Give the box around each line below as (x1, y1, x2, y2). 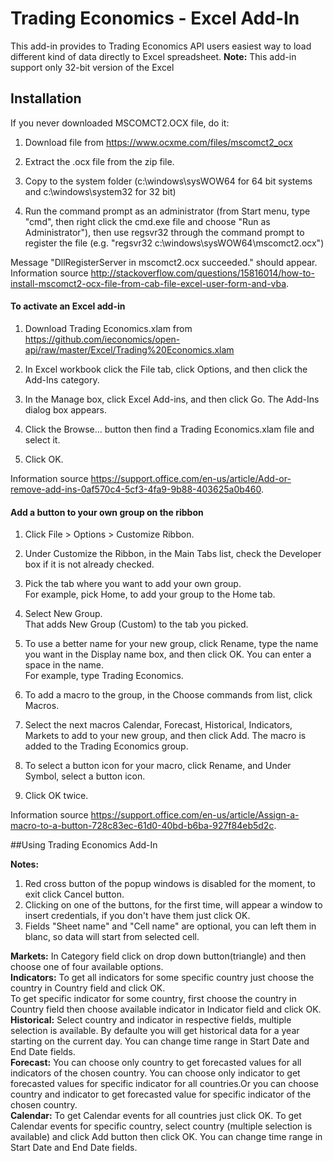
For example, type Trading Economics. (24, 670, 184, 682)
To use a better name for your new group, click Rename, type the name (24, 638, 319, 650)
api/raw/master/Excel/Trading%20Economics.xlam (24, 343, 235, 356)
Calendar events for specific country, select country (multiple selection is (10, 1120, 313, 1132)
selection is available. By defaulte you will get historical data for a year (10, 1025, 300, 1037)
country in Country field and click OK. (10, 982, 166, 994)
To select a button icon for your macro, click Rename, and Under (24, 760, 292, 772)
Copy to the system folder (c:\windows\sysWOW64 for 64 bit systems (24, 175, 313, 187)
